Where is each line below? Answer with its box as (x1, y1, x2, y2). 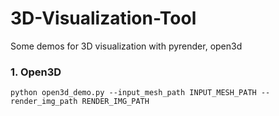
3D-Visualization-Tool (10, 7, 197, 30)
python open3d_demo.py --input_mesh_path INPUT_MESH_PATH (10, 88, 257, 98)
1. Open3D (10, 65, 62, 79)
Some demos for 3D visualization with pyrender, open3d (10, 40, 243, 52)
